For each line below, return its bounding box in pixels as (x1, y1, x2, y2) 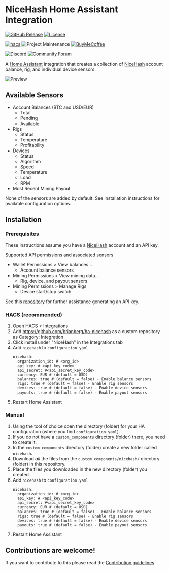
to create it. (12, 439, 37, 445)
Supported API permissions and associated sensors (5, 252, 114, 258)
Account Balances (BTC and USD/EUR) (12, 104, 94, 110)
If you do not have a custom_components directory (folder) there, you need (12, 434, 165, 440)
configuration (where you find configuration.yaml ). (12, 429, 120, 435)
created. (12, 472, 30, 478)
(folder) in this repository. (12, 461, 66, 467)
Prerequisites (5, 230, 39, 237)
